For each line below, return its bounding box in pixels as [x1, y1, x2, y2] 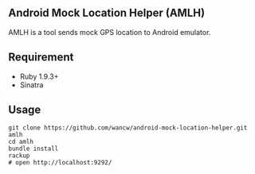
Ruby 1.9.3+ [19, 72, 59, 81]
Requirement [8, 51, 74, 64]
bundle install [8, 145, 59, 153]
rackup [8, 152, 30, 160]
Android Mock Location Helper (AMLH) [8, 6, 206, 20]
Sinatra [19, 79, 44, 90]
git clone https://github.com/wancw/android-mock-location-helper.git [8, 124, 248, 132]
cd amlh [8, 138, 34, 146]
